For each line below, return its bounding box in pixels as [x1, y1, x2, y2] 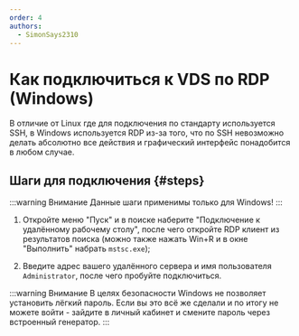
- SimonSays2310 [17, 30, 79, 39]
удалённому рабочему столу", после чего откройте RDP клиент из [22, 224, 280, 235]
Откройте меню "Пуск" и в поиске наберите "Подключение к [22, 214, 260, 226]
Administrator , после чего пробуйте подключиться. [22, 270, 222, 281]
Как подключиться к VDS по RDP [9, 69, 270, 89]
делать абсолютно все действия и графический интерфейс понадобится [9, 137, 291, 148]
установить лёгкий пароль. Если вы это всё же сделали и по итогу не [9, 297, 279, 308]
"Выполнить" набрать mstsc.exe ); [22, 243, 151, 254]
